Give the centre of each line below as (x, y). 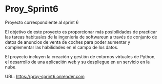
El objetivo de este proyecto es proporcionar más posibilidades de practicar (81, 32)
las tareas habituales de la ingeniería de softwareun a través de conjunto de (81, 37)
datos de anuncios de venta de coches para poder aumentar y (68, 42)
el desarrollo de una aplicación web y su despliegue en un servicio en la (78, 62)
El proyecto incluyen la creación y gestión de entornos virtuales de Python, (81, 56)
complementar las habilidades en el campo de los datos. (62, 47)
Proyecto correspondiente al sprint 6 (42, 22)
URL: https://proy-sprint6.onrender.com (45, 76)
